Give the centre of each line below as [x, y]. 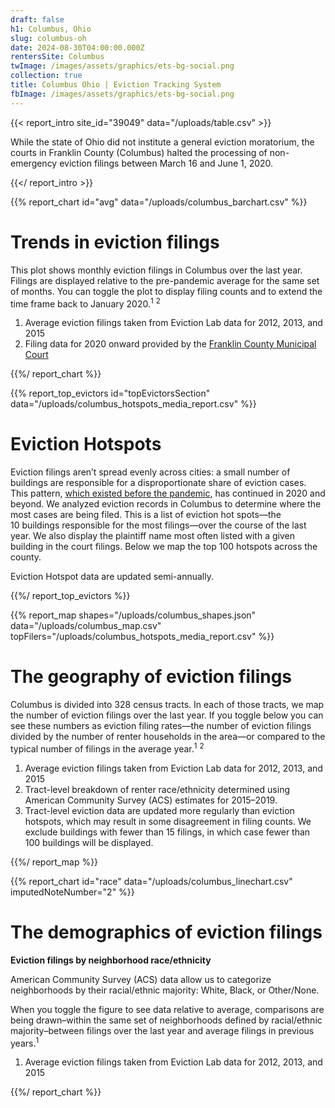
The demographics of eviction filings [166, 932]
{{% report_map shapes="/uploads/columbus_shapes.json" [133, 615]
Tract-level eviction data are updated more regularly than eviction [159, 810]
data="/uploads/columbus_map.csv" [86, 626]
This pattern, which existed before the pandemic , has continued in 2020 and [168, 493]
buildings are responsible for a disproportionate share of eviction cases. [158, 483]
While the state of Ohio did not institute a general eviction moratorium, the [162, 142]
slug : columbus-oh [48, 38]
